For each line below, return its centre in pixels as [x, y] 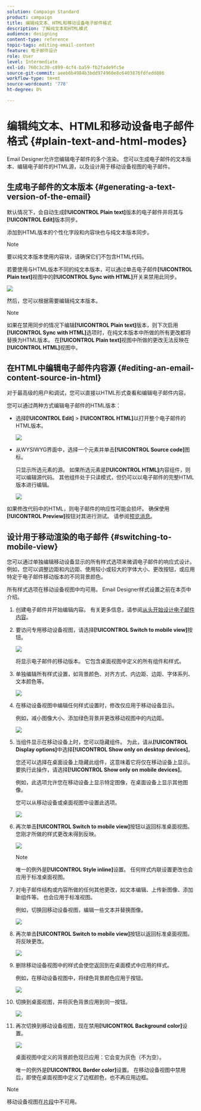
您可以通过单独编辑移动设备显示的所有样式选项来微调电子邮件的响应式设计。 [101, 562]
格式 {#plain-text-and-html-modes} [97, 141]
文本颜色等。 [31, 681]
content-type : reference [38, 39]
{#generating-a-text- [135, 187]
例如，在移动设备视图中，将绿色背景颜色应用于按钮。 [81, 978]
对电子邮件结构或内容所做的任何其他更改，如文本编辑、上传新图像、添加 [104, 890]
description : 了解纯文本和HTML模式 [47, 28]
